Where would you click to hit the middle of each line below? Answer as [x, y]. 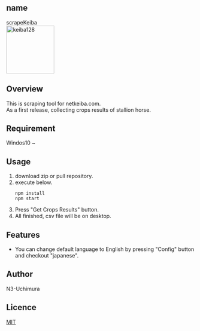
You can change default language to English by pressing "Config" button [104, 249]
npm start [27, 199]
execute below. [34, 182]
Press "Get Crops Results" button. [57, 210]
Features [23, 235]
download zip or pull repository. [54, 176]
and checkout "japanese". [47, 256]
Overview [25, 89]
